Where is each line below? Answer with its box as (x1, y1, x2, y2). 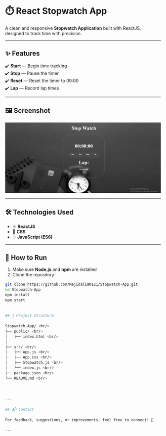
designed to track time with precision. (5, 30, 82, 36)
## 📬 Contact (5, 407, 35, 412)
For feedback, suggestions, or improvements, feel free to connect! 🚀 (5, 417, 154, 422)
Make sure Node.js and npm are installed (12, 266, 97, 272)
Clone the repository (12, 272, 54, 278)
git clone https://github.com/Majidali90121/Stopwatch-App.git (5, 282, 138, 287)
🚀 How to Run (5, 253, 47, 262)
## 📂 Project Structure (5, 313, 54, 318)
